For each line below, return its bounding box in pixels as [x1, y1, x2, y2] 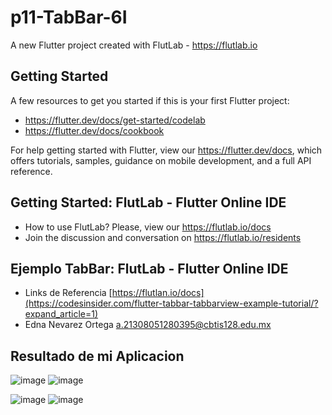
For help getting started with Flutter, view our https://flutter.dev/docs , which [10, 144, 323, 156]
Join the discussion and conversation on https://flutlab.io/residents [24, 231, 302, 243]
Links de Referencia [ [24, 287, 113, 299]
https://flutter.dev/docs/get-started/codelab [24, 114, 206, 126]
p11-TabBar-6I [10, 6, 128, 29]
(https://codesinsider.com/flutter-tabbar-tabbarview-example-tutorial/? [24, 297, 319, 310]
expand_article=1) [24, 308, 99, 320]
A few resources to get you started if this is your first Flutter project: [10, 94, 290, 106]
